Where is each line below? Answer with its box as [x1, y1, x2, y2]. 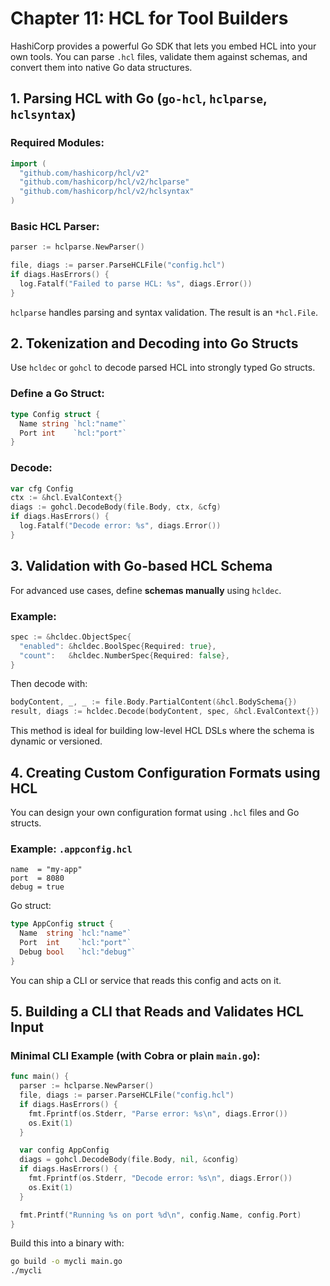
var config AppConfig [19, 1145, 110, 1156]
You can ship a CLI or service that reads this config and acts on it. [10, 974, 282, 986]
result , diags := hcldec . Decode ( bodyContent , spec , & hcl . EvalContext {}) [10, 707, 320, 717]
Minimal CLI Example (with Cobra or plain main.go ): [10, 1048, 261, 1062]
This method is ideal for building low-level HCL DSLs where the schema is [10, 725, 315, 737]
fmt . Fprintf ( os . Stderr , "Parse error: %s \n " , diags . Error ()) [28, 1108, 289, 1119]
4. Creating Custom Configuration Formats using [10, 764, 321, 781]
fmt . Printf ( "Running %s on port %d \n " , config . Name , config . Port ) [19, 1210, 302, 1220]
